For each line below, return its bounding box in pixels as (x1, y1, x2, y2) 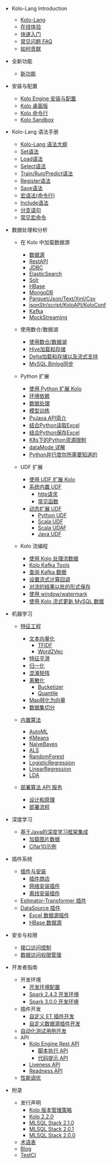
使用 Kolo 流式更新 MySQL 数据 (29, 598, 104, 605)
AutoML (29, 728, 48, 735)
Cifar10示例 (29, 843, 57, 850)
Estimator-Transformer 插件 (20, 897, 86, 904)
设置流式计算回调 (29, 576, 71, 583)
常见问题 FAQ (20, 38, 52, 44)
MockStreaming (29, 314, 68, 321)
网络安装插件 (29, 882, 60, 889)
